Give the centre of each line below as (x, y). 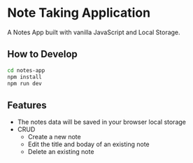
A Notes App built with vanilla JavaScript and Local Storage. (94, 32)
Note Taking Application (79, 13)
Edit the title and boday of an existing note (89, 144)
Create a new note (55, 137)
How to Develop (43, 54)
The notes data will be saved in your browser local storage (102, 122)
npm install (24, 77)
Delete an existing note (61, 152)
